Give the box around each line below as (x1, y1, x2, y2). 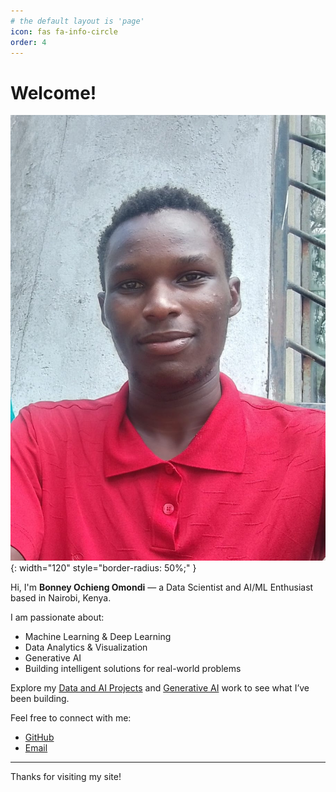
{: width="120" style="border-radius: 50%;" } (10, 562, 197, 574)
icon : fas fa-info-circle (10, 26, 118, 37)
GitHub (24, 731, 55, 744)
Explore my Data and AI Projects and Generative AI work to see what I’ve (10, 682, 310, 694)
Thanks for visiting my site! (10, 771, 122, 783)
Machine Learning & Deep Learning (24, 631, 172, 643)
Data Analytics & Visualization (24, 641, 148, 654)
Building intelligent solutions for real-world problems (24, 663, 242, 675)
